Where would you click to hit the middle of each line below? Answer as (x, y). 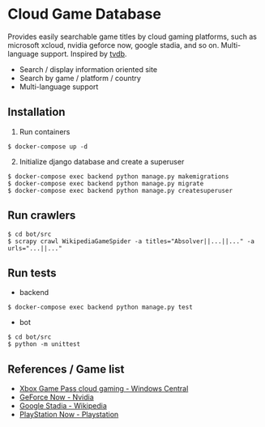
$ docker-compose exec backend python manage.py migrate (106, 183)
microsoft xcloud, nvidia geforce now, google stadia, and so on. (113, 45)
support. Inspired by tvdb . (83, 53)
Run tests (32, 273)
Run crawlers (42, 216)
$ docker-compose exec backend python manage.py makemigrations (118, 176)
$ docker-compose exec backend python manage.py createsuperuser (120, 190)
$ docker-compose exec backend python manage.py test (100, 307)
